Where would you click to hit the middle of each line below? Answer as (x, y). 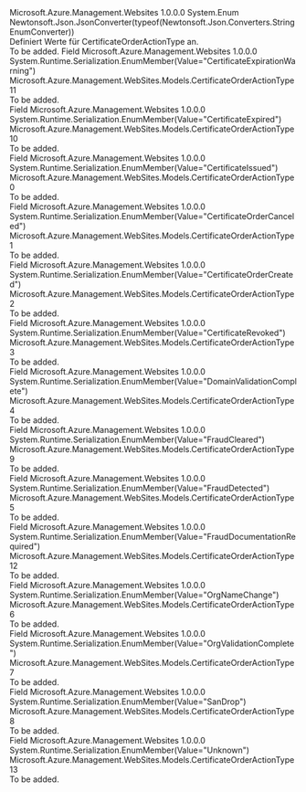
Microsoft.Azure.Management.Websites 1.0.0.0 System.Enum (124, 12)
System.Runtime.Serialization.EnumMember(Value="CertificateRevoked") (148, 333)
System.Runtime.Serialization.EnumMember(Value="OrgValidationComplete (152, 643)
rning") (23, 71)
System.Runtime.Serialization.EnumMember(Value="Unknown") (129, 750)
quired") (25, 546)
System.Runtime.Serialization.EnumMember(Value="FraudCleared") (137, 439)
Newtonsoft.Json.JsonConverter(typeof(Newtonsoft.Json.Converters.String (152, 22)
